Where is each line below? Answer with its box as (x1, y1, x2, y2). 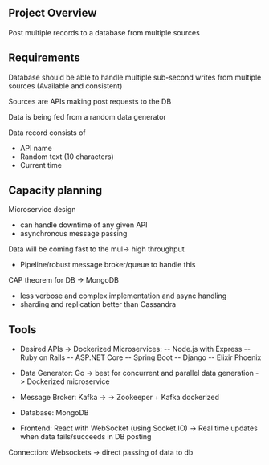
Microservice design (8, 205, 76, 214)
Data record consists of (8, 128, 86, 137)
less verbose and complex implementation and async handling (19, 291, 227, 300)
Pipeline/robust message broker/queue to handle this (19, 260, 196, 270)
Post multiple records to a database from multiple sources (8, 27, 201, 37)
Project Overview (8, 6, 97, 20)
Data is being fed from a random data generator (8, 112, 166, 121)
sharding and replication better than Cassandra (19, 300, 177, 309)
